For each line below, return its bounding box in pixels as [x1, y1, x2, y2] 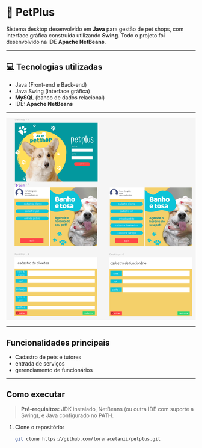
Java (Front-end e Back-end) [14, 81, 87, 88]
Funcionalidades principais [6, 337, 110, 348]
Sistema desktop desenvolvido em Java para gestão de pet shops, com [6, 25, 184, 33]
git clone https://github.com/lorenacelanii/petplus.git [14, 436, 161, 442]
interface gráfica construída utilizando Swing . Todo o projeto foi [6, 31, 165, 39]
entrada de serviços [14, 360, 65, 367]
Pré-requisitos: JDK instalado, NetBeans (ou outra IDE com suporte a [20, 405, 194, 412]
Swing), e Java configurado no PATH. [20, 412, 114, 419]
